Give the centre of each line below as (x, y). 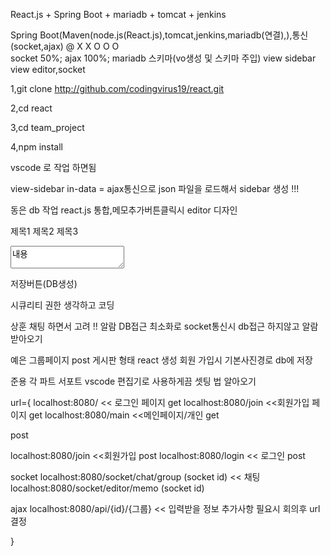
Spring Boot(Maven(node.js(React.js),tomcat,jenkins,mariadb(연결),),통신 (159, 35)
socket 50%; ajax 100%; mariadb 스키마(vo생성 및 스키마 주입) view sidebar (163, 58)
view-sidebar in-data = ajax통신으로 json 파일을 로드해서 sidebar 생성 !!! (155, 188)
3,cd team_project (47, 127)
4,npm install (36, 147)
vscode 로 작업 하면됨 (53, 167)
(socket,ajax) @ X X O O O (65, 46)
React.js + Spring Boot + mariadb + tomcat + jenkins (118, 14)
